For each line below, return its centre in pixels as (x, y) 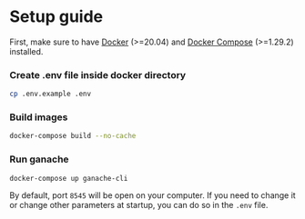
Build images (39, 117)
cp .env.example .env (51, 94)
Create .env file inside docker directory (98, 75)
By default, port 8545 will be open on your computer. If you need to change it (152, 195)
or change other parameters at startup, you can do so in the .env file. (139, 205)
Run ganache (40, 159)
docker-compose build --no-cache (73, 136)
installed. (26, 51)
